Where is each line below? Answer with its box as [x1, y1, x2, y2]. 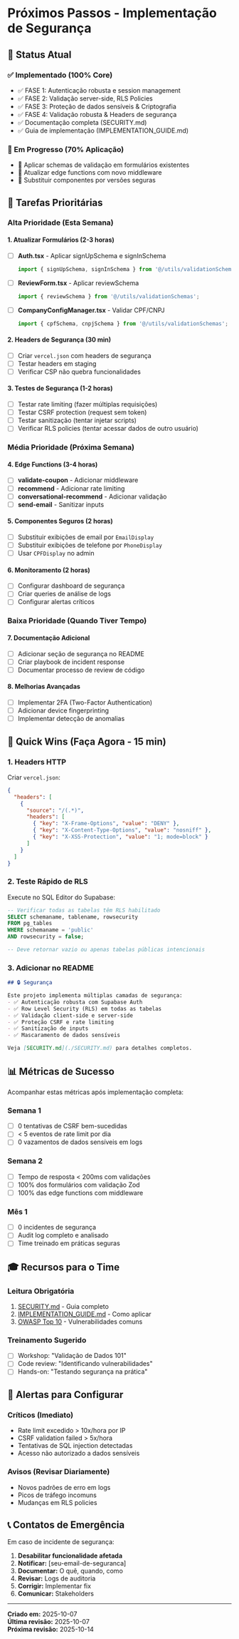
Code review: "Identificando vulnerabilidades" [17, 1359, 153, 1368]
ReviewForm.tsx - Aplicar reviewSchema [17, 278, 139, 287]
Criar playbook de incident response [17, 658, 125, 666]
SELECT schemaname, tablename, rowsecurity [7, 913, 139, 921]
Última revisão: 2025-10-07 [7, 1618, 90, 1626]
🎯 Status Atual [7, 48, 72, 61]
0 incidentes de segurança [17, 1223, 97, 1232]
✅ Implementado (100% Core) [7, 70, 113, 80]
